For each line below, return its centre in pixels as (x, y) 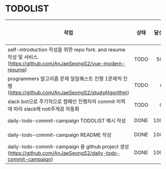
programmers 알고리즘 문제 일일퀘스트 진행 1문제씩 (65, 79)
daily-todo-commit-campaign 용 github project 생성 (68, 146)
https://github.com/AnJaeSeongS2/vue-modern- (67, 63)
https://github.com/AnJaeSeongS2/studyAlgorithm (68, 92)
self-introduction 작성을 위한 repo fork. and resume (67, 49)
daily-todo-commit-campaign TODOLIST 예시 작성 (67, 121)
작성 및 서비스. (23, 57)
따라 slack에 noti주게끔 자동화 (46, 109)
